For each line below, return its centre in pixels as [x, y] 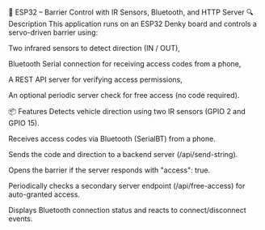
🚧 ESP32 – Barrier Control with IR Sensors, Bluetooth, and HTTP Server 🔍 [131, 12]
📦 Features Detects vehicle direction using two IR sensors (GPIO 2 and [127, 111]
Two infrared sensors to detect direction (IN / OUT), [94, 48]
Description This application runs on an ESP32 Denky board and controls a [132, 24]
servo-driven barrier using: [53, 32]
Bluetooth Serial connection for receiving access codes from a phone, [125, 64]
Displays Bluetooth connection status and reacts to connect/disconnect [127, 210]
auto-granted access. [44, 194]
